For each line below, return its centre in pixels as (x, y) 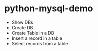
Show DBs (22, 22)
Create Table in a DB (33, 33)
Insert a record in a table (37, 38)
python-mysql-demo (49, 9)
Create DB (22, 27)
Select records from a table (40, 43)
